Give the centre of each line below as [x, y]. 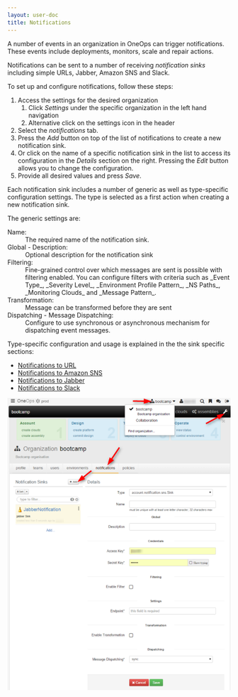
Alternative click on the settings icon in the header [101, 123]
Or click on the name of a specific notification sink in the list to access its [124, 153]
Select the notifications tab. [58, 130]
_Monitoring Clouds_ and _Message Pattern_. [91, 292]
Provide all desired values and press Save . [79, 175]
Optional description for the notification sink [89, 254]
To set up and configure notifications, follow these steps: [90, 86]
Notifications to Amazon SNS [60, 372]
